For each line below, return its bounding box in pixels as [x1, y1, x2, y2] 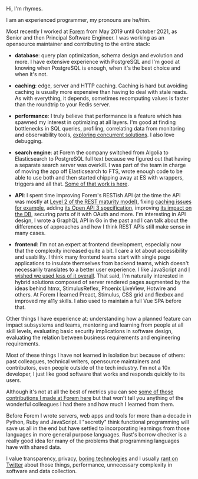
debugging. [14, 138, 43, 144]
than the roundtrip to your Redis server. [14, 101, 111, 108]
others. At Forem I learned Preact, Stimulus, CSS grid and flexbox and [14, 291, 184, 298]
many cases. [14, 230, 46, 236]
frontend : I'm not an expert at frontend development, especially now [14, 241, 181, 247]
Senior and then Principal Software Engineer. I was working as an [6, 34, 165, 41]
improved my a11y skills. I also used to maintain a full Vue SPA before [14, 298, 181, 304]
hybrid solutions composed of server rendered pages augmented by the [14, 279, 190, 285]
